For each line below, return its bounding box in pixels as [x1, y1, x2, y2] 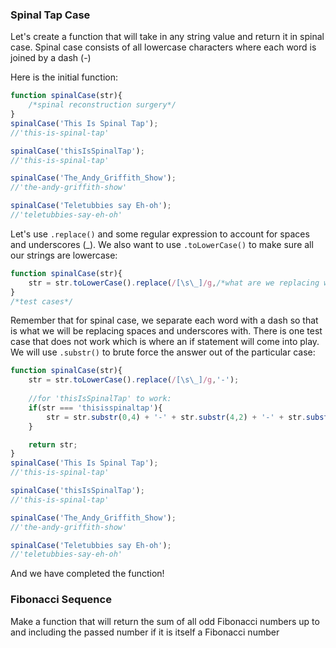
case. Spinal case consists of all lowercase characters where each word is [10, 41, 317, 53]
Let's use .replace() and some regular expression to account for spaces [10, 228, 310, 240]
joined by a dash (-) [10, 52, 92, 64]
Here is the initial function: [10, 71, 118, 83]
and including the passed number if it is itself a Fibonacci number [10, 626, 280, 638]
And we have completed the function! [10, 568, 165, 580]
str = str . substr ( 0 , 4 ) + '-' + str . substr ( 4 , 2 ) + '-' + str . [46, 412, 307, 422]
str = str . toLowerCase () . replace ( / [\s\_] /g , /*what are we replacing [28, 278, 320, 288]
